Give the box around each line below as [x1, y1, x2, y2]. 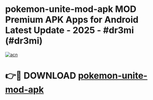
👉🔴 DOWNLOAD [5, 70, 76, 82]
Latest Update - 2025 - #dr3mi [5, 25, 134, 36]
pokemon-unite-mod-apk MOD [5, 3, 137, 15]
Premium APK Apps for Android [5, 14, 139, 25]
